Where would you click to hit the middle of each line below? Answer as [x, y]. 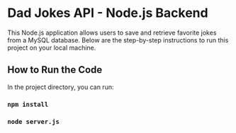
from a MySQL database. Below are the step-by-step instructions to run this [118, 40]
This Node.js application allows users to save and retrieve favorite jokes [112, 33]
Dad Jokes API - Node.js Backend [108, 13]
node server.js [34, 121]
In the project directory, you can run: [61, 87]
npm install [28, 104]
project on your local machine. [52, 47]
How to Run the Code [55, 70]
